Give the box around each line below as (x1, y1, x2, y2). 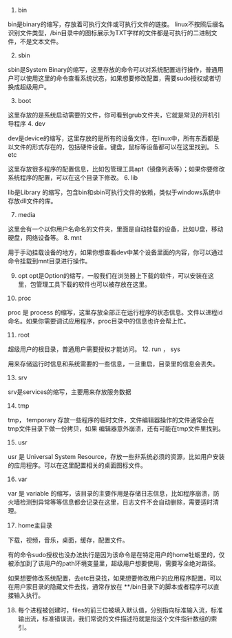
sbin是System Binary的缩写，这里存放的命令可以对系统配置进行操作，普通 (8, 66, 218, 73)
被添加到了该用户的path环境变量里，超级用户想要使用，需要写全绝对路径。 (8, 559, 220, 567)
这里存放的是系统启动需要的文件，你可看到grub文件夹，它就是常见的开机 (8, 111, 214, 119)
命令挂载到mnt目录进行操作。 (8, 257, 92, 265)
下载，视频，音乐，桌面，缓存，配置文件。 (8, 536, 129, 544)
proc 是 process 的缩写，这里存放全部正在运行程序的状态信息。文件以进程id (8, 308, 223, 317)
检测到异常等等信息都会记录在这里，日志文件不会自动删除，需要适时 (19, 498, 213, 506)
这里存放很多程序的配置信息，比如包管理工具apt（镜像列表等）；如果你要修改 (8, 165, 226, 173)
